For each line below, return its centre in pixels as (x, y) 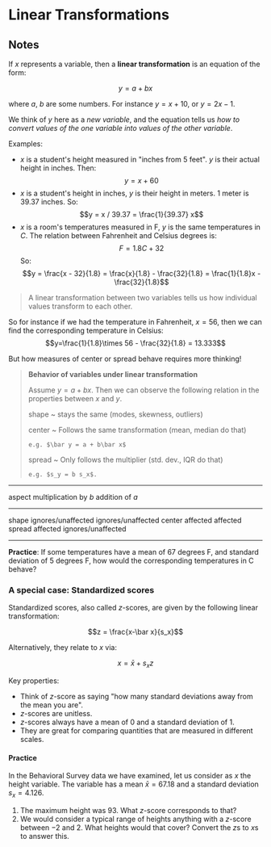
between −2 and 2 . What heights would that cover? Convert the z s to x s (139, 828)
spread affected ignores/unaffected (67, 529)
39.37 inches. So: (49, 202)
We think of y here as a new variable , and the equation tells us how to (124, 120)
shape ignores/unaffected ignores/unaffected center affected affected (125, 520)
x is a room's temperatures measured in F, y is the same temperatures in (140, 227)
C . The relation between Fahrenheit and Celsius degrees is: (119, 235)
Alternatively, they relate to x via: (63, 648)
